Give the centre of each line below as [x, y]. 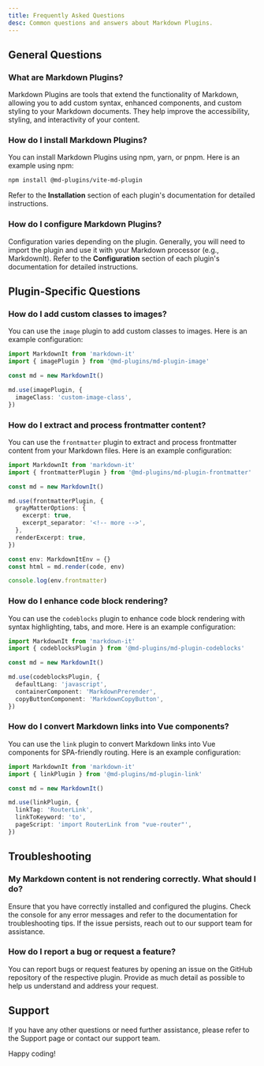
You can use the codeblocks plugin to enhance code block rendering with [127, 618]
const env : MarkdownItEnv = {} [59, 559]
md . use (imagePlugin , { [45, 390]
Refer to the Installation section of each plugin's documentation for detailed [132, 195]
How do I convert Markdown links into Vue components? [119, 726]
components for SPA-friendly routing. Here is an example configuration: [125, 752]
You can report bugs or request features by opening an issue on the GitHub [130, 969]
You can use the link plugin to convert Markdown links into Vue [112, 744]
